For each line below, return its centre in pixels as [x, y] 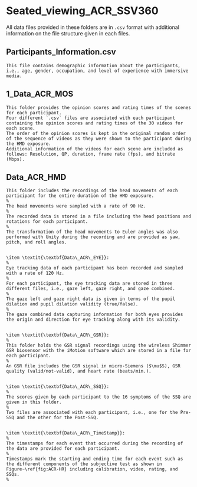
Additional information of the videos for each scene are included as [95, 149]
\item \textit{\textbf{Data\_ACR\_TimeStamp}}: [66, 433]
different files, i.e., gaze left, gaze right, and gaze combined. [91, 289]
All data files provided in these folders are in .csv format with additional [93, 27]
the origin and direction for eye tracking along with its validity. [93, 320]
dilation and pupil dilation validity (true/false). [72, 304]
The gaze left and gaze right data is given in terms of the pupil [91, 299]
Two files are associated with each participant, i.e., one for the [92, 413]
